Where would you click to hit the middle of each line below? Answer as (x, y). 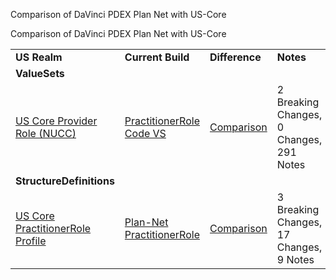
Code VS (145, 133)
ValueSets (40, 73)
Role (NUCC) (46, 133)
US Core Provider (56, 121)
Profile (31, 241)
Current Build (157, 57)
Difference (235, 57)
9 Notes (295, 259)
